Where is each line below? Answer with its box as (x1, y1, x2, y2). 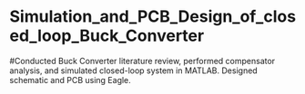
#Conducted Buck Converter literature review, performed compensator (9, 55, 276, 66)
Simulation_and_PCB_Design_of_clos (9, 6, 297, 27)
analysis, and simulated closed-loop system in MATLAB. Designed (9, 65, 258, 76)
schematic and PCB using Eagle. (9, 74, 132, 85)
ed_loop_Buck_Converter (9, 25, 205, 46)
